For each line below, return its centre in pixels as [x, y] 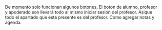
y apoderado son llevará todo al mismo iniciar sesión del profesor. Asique [79, 12]
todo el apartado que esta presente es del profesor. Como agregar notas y [80, 17]
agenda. [13, 22]
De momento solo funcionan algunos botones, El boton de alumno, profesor [81, 7]
